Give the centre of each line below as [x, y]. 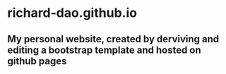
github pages [37, 61]
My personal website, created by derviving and [113, 39]
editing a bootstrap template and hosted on [104, 50]
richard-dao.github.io [72, 13]
